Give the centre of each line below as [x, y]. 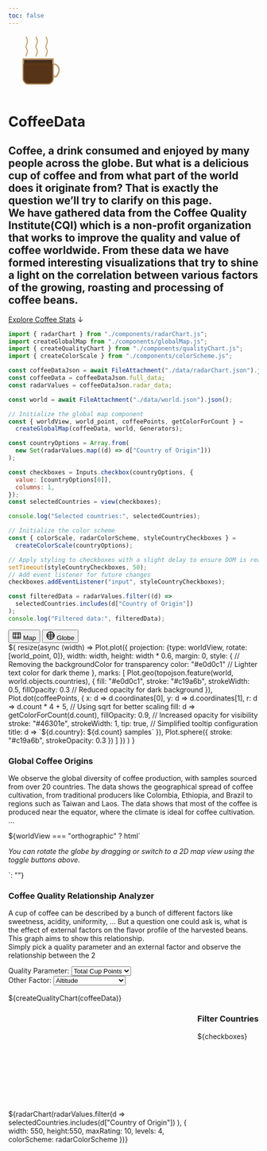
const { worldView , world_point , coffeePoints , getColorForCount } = [126, 421]
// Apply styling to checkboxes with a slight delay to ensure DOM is [128, 560]
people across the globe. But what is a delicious [129, 164]
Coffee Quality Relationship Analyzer [81, 895]
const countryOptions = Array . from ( [69, 443]
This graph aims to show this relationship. [76, 938]
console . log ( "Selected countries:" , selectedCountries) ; [104, 517]
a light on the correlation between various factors [133, 275]
